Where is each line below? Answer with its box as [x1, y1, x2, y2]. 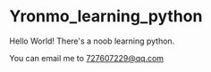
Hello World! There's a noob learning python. [9, 36, 175, 46]
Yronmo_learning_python [9, 6, 203, 27]
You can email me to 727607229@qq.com [9, 52, 164, 63]
